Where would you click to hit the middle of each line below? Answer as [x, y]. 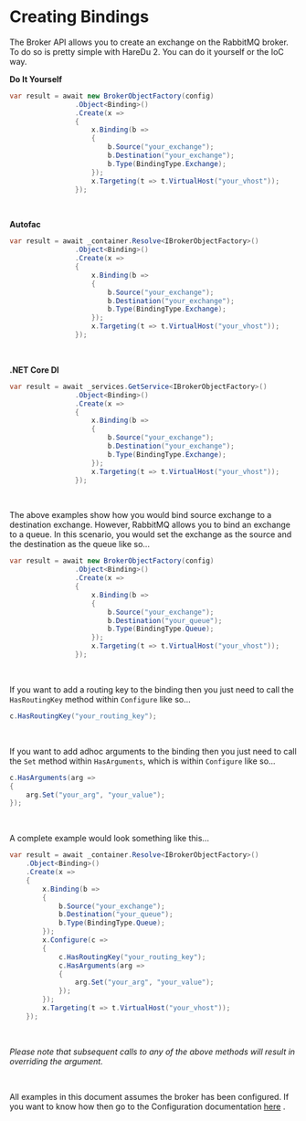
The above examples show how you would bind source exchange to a [141, 515]
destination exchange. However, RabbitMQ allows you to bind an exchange [150, 525]
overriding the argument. [56, 1061]
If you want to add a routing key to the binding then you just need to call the [152, 689]
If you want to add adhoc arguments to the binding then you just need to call [153, 751]
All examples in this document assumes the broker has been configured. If [149, 1096]
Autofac [25, 225]
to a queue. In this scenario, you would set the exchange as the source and [151, 534]
